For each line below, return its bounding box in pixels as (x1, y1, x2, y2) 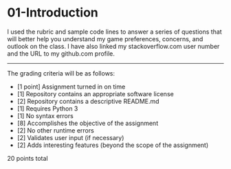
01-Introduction (7, 5, 98, 21)
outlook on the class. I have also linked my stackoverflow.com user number (7, 42, 220, 50)
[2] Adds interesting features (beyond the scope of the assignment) (16, 141, 209, 149)
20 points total (7, 154, 48, 162)
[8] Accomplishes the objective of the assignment (16, 119, 159, 127)
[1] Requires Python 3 (16, 104, 78, 113)
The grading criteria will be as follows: (7, 69, 115, 77)
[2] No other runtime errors (16, 126, 94, 135)
